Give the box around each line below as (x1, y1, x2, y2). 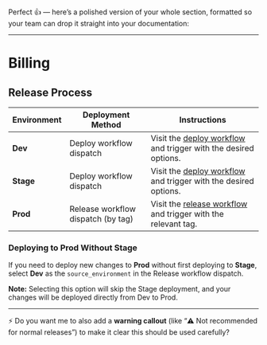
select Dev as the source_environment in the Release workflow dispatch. (8, 269, 244, 278)
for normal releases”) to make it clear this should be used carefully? (8, 327, 230, 337)
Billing (8, 54, 50, 73)
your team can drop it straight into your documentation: (8, 19, 189, 28)
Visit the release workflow (150, 198, 248, 210)
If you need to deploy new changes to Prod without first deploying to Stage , (8, 261, 257, 270)
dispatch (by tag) (69, 214, 133, 224)
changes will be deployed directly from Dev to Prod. (8, 292, 179, 302)
